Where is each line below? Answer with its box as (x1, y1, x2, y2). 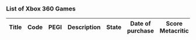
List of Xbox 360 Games (6, 5, 76, 13)
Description (67, 23, 101, 31)
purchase (127, 27, 155, 35)
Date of (130, 20, 151, 28)
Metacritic (159, 27, 189, 35)
